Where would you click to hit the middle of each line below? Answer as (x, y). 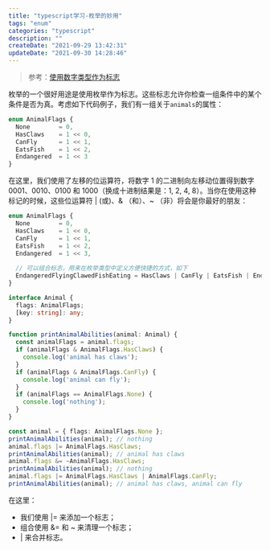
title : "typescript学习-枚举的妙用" (65, 16)
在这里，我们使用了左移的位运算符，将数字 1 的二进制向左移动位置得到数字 (131, 181)
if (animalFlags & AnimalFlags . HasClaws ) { (89, 350)
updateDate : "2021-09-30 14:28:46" (68, 53)
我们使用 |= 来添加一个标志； (68, 517)
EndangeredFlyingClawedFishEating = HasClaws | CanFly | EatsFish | (133, 276)
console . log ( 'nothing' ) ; (64, 402)
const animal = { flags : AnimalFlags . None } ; (86, 431)
